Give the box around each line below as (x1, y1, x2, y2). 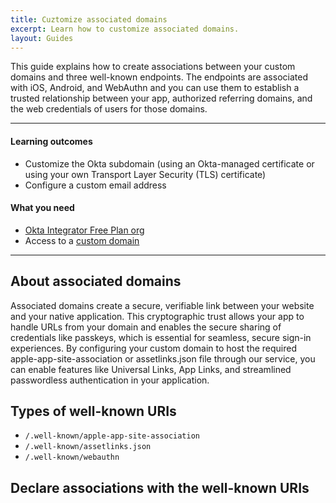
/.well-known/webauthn (24, 452, 120, 463)
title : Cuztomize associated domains (10, 14, 168, 25)
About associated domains (10, 273, 182, 290)
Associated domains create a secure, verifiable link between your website (10, 299, 315, 311)
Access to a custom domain (24, 234, 140, 246)
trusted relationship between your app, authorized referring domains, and (10, 92, 313, 105)
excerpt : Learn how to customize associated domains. (10, 24, 240, 34)
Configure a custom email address (24, 179, 167, 191)
